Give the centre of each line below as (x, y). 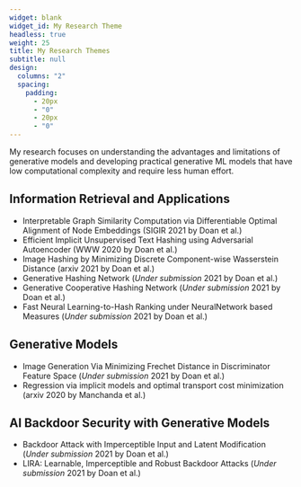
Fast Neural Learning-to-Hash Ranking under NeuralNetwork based (147, 306)
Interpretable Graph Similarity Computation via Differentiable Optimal (150, 220)
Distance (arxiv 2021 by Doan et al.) (89, 268)
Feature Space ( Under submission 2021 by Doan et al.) (124, 376)
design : (24, 68)
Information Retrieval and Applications (120, 199)
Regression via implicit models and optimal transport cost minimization (153, 385)
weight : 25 (30, 43)
